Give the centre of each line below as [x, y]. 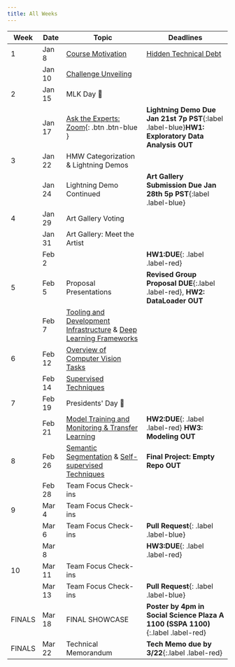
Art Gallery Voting [95, 218]
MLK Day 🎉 [84, 94]
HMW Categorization [100, 156]
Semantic [82, 448]
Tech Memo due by [179, 644]
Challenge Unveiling [99, 74]
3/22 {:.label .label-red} [185, 652]
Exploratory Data [175, 136]
